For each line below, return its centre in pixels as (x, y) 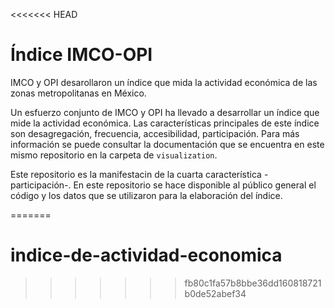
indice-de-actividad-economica (146, 255)
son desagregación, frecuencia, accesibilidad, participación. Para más (155, 133)
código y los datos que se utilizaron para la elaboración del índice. (146, 195)
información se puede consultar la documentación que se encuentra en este (167, 144)
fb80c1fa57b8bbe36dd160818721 (253, 283)
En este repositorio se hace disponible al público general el (195, 185)
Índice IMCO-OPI (81, 55)
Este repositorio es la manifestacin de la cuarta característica (136, 174)
